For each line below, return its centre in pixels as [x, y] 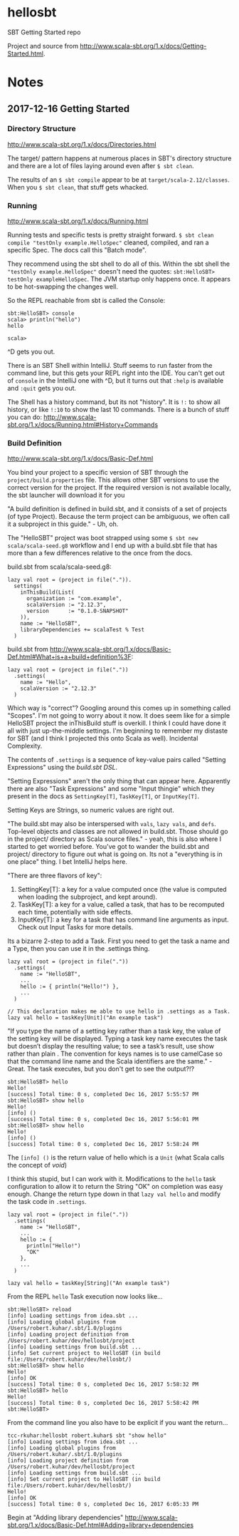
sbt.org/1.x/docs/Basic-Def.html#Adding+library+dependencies [101, 1525]
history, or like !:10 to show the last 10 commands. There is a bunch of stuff [118, 410]
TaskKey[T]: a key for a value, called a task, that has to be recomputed [121, 904]
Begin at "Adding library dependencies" [65, 1517]
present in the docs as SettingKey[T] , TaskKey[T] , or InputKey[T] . [103, 796]
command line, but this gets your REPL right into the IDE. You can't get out [116, 373]
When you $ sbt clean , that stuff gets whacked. [78, 187]
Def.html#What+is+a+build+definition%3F [69, 657]
